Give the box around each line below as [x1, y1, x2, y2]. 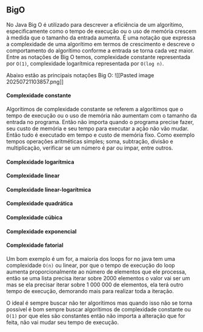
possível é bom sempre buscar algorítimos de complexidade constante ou [6, 305, 191, 313]
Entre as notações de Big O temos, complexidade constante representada [6, 53, 191, 60]
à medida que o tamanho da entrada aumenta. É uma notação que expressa [6, 33, 196, 41]
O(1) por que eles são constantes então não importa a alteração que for [6, 312, 186, 319]
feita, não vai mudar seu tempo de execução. [6, 319, 119, 326]
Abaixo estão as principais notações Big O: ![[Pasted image [6, 71, 155, 78]
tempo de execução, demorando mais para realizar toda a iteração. [6, 287, 174, 294]
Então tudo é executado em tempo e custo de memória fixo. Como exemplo [6, 131, 195, 139]
